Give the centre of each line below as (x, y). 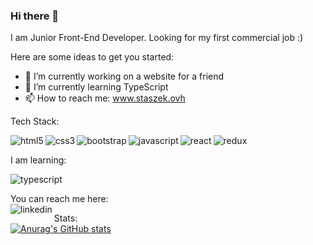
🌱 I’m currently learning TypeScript (96, 87)
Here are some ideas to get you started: (92, 57)
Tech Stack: (35, 121)
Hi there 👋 (35, 16)
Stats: (65, 218)
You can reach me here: (59, 199)
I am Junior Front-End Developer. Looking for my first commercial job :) (157, 38)
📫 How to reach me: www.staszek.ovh (105, 98)
